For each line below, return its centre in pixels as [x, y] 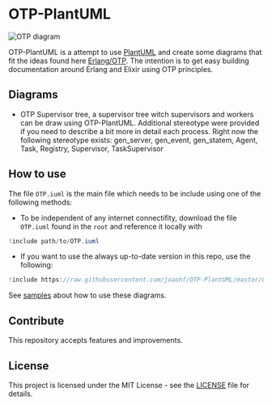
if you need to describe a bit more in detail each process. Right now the [139, 131]
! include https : [36, 280]
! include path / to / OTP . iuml [54, 241]
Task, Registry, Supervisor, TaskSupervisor [91, 148]
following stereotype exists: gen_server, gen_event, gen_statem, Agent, [139, 140]
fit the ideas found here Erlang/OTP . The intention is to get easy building [129, 61]
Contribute [36, 321]
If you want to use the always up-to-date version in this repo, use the [135, 256]
